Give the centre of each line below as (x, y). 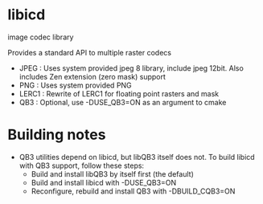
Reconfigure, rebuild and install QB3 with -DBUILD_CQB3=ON (133, 191)
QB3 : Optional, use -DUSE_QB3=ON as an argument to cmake (123, 102)
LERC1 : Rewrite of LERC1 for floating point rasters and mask (119, 93)
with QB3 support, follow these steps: (82, 165)
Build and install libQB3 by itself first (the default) (112, 173)
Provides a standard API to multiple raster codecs (90, 52)
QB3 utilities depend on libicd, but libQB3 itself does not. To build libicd (137, 157)
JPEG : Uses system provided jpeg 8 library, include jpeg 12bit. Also (131, 68)
